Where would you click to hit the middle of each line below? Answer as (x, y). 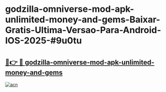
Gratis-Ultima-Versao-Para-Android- (83, 30)
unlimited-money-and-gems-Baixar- (83, 20)
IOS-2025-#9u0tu (44, 41)
